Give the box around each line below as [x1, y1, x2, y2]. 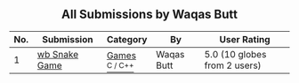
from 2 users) [204, 59, 262, 72]
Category [106, 33, 148, 45]
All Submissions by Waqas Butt [61, 7, 238, 22]
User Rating [219, 33, 271, 45]
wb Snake [36, 48, 78, 60]
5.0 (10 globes [204, 48, 267, 60]
